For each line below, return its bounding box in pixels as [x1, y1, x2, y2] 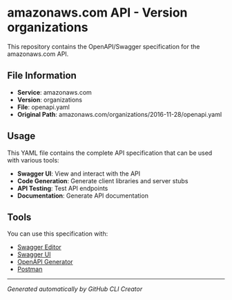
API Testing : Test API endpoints [17, 184, 108, 192]
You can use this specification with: [7, 229, 108, 238]
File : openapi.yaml [17, 102, 70, 111]
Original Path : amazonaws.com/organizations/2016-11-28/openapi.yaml [17, 110, 222, 118]
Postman [17, 265, 43, 274]
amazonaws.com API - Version [7, 5, 188, 21]
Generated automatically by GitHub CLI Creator [7, 285, 143, 293]
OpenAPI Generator [17, 258, 74, 266]
